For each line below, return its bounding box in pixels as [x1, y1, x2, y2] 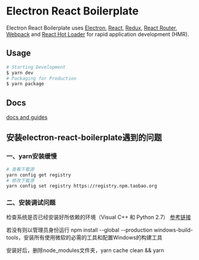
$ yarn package [6, 81, 44, 87]
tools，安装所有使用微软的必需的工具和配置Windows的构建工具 [6, 233, 163, 241]
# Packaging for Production [6, 75, 77, 81]
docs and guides [6, 113, 48, 121]
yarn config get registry [6, 172, 71, 178]
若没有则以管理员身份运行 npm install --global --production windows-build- [6, 226, 194, 233]
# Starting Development [6, 64, 66, 70]
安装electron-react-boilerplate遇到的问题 [6, 133, 162, 143]
